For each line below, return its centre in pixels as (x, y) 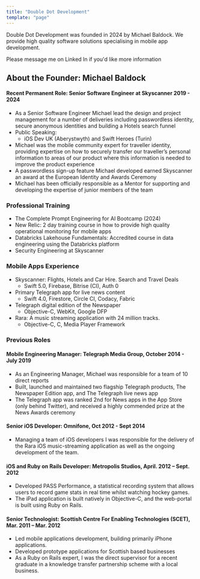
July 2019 (19, 361)
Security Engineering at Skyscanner (59, 251)
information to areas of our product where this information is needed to (103, 158)
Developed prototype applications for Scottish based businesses (95, 551)
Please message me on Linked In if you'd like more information (84, 59)
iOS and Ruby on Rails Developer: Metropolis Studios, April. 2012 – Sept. (98, 466)
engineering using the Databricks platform (67, 244)
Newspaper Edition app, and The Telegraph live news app (86, 393)
